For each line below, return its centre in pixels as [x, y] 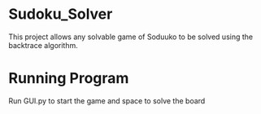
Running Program [69, 79]
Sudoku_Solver [61, 14]
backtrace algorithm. [43, 45]
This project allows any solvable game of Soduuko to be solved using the [131, 37]
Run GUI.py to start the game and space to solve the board [107, 101]
